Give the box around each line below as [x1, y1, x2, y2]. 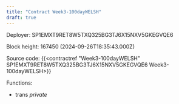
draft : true [6, 15, 36, 21]
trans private [15, 91, 47, 98]
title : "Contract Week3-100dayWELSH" [6, 8, 102, 15]
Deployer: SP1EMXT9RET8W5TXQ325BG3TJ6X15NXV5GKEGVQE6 [6, 31, 174, 38]
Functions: [6, 79, 33, 86]
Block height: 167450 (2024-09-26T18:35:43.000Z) [6, 43, 135, 50]
